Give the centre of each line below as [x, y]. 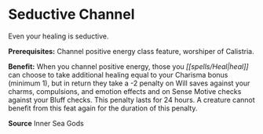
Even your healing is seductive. [58, 36]
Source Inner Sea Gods [46, 123]
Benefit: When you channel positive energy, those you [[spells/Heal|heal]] [128, 66]
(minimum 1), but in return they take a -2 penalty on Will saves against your [129, 83]
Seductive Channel [71, 14]
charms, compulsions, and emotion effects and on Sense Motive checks [125, 91]
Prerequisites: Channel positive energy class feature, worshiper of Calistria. [131, 51]
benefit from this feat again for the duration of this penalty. [103, 108]
